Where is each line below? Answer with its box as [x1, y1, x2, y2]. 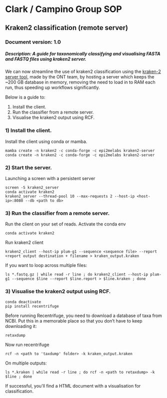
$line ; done [5, 374, 32, 379]
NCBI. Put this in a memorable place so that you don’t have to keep [5, 317, 143, 323]
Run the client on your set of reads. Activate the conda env [5, 221, 126, 227]
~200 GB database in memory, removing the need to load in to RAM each [5, 79, 156, 85]
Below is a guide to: [5, 94, 46, 100]
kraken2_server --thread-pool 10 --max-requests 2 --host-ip [5, 194, 135, 199]
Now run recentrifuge [5, 341, 50, 347]
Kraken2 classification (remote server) [5, 23, 128, 32]
